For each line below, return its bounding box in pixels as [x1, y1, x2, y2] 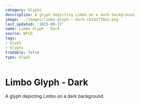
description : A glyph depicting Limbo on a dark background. [5, 12, 137, 17]
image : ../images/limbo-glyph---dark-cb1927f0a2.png [5, 17, 119, 22]
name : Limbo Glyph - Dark [5, 26, 60, 31]
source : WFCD [5, 31, 33, 36]
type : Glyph [5, 54, 30, 60]
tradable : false [5, 50, 39, 55]
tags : [5, 36, 17, 41]
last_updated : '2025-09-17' [5, 21, 65, 27]
